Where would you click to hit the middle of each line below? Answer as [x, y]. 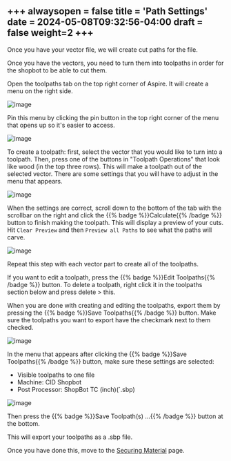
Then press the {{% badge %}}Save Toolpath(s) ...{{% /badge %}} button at [115, 416]
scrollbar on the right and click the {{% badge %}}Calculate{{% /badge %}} [115, 215]
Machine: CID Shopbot [49, 382]
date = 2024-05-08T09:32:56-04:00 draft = [105, 22]
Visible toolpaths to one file [56, 375]
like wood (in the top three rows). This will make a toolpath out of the [104, 166]
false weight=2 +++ [51, 33]
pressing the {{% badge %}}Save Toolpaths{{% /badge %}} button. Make [112, 313]
